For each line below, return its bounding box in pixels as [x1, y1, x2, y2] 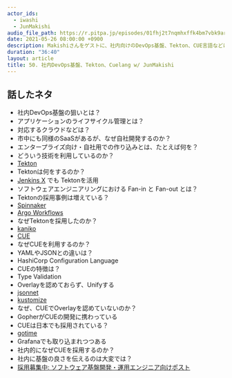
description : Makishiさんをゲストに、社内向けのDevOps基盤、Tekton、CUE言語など [7, 42, 223, 49]
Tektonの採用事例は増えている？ [17, 193, 109, 202]
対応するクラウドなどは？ [17, 126, 90, 134]
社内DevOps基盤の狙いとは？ [17, 108, 101, 117]
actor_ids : [7, 10, 39, 17]
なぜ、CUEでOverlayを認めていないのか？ [17, 304, 137, 312]
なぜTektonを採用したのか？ [17, 217, 98, 225]
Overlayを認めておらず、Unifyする [17, 281, 115, 289]
